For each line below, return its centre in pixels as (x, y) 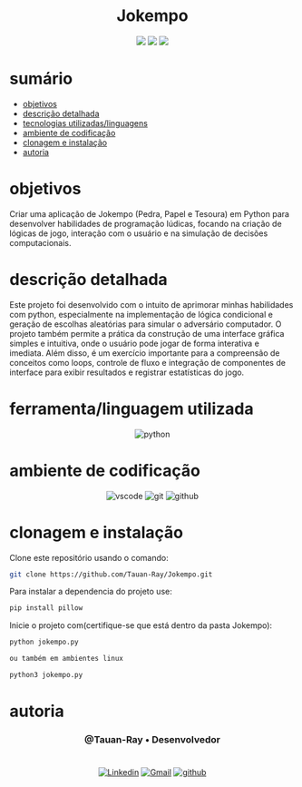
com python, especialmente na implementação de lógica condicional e (141, 314)
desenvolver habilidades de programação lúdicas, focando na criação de (146, 223)
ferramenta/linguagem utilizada (132, 408)
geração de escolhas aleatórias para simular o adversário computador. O (146, 324)
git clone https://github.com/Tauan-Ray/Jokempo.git (111, 574)
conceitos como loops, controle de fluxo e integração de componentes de (147, 362)
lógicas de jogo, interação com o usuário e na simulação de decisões (139, 233)
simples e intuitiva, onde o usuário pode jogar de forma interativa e (135, 343)
